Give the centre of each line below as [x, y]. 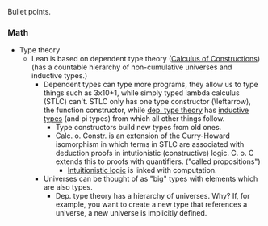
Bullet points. [29, 12]
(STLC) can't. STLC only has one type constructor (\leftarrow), [147, 102]
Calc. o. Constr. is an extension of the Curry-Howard [143, 136]
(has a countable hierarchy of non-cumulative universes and [132, 67]
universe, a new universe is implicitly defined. [131, 213]
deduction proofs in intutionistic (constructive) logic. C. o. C [155, 153]
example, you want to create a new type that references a [151, 204]
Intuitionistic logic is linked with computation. [142, 170]
